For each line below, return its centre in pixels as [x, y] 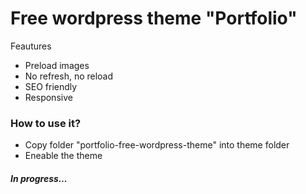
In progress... [39, 178]
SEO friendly [51, 86]
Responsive [48, 97]
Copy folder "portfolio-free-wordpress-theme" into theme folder [157, 145]
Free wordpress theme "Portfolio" [154, 18]
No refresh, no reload [69, 76]
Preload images [57, 65]
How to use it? [46, 123]
